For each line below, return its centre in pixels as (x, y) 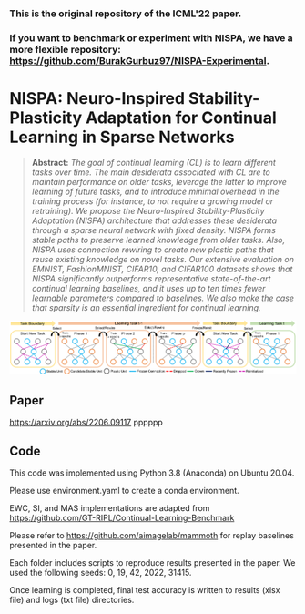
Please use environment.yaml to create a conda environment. (124, 490)
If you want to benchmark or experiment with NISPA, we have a (151, 37)
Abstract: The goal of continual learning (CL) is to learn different (153, 162)
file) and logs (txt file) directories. (72, 599)
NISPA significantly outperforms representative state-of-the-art (151, 278)
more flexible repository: (65, 49)
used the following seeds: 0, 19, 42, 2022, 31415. (101, 572)
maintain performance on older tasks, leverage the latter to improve (159, 181)
